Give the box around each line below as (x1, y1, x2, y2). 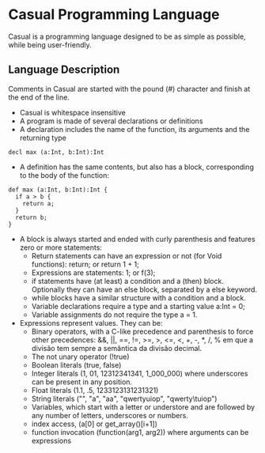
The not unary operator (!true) (31, 352, 130, 361)
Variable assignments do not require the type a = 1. (31, 310, 198, 319)
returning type (19, 133, 67, 142)
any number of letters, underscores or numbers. (31, 410, 188, 420)
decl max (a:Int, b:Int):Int (8, 148, 104, 156)
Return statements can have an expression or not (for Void (31, 251, 222, 260)
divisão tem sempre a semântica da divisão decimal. (31, 343, 203, 353)
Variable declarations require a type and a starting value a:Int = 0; (31, 301, 245, 311)
